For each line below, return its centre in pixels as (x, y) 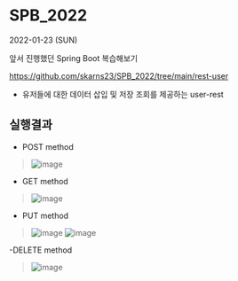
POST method (48, 146)
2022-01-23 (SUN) (44, 40)
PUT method (45, 215)
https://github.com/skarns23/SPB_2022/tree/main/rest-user (119, 75)
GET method (45, 181)
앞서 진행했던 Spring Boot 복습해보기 (74, 58)
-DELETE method (41, 250)
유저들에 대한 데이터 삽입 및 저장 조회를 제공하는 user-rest (123, 94)
